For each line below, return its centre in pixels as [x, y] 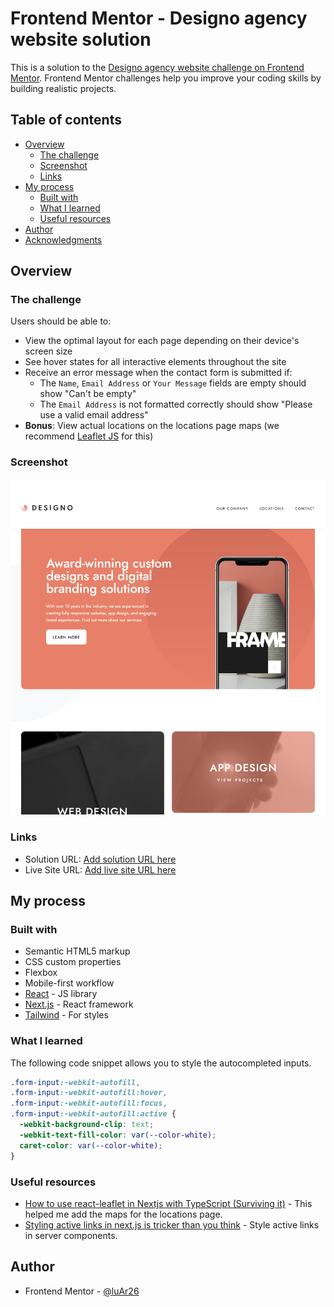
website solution [81, 39]
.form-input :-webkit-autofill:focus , [89, 1103]
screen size [48, 351]
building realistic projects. [63, 88]
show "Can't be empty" [88, 394]
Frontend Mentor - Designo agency [159, 18]
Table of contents [66, 120]
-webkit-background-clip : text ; [87, 1125]
